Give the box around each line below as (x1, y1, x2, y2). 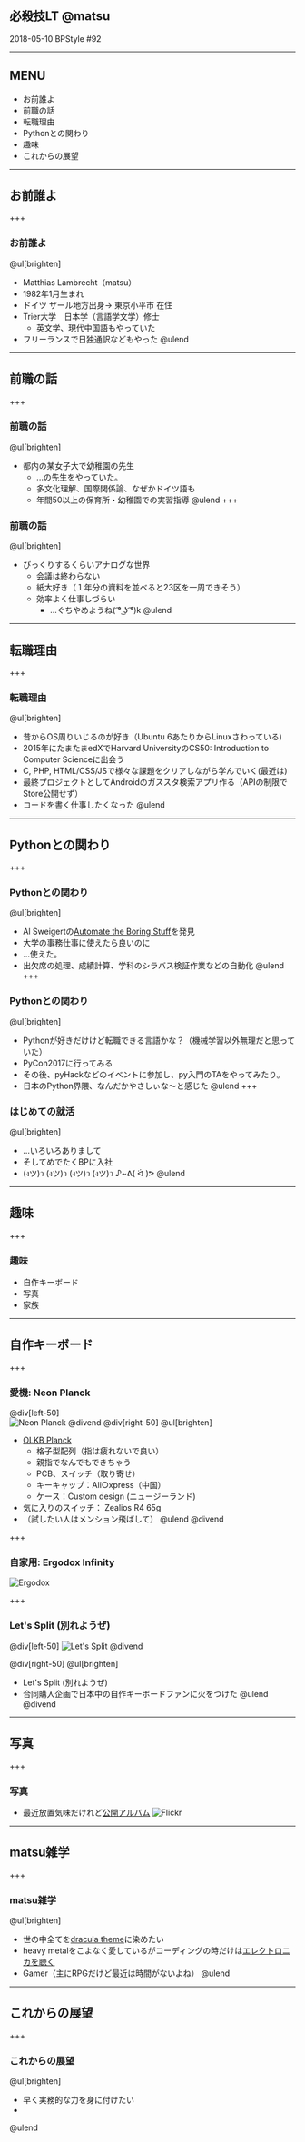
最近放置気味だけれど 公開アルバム (22, 1807, 151, 1818)
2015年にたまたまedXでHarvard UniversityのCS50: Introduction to (22, 743, 270, 754)
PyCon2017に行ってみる (22, 1057, 113, 1068)
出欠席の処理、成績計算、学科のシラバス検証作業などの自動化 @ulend (22, 960, 284, 971)
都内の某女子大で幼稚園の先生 (22, 460, 134, 471)
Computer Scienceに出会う (22, 754, 125, 765)
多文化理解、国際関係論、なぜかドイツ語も (35, 482, 196, 493)
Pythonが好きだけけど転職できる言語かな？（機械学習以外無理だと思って (22, 1035, 296, 1046)
